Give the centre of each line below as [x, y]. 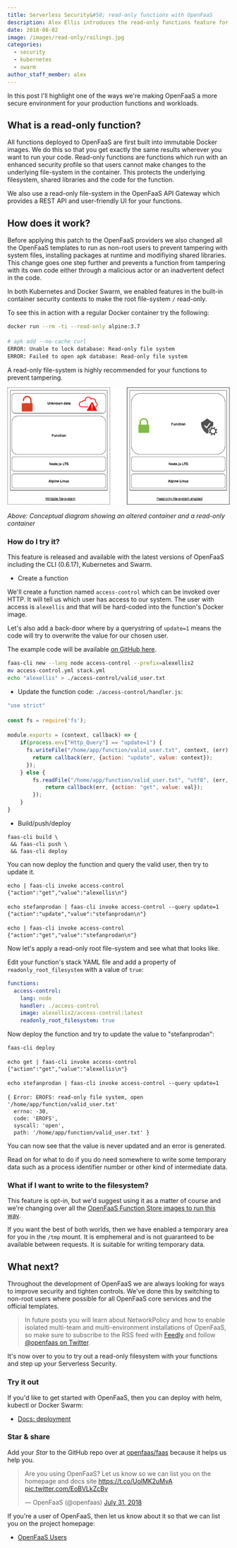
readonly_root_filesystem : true [67, 1021]
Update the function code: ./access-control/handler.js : [100, 691]
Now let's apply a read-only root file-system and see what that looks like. [114, 948]
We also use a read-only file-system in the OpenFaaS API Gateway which [114, 194]
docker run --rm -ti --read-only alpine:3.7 [74, 327]
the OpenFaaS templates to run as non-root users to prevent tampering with [117, 248]
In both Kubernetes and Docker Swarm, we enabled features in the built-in [115, 292]
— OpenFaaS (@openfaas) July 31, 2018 [83, 1502]
